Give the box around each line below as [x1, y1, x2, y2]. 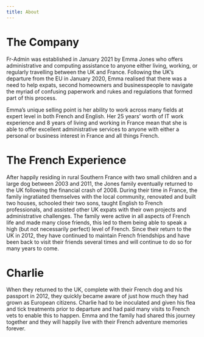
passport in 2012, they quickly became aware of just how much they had [6, 293, 189, 300]
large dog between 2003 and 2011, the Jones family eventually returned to [6, 180, 193, 187]
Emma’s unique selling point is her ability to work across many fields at [6, 106, 184, 113]
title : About [6, 9, 40, 15]
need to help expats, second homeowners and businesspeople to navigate [6, 81, 194, 88]
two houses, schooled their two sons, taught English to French [6, 199, 163, 207]
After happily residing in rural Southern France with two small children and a [6, 173, 197, 180]
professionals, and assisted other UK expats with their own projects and [6, 205, 187, 213]
